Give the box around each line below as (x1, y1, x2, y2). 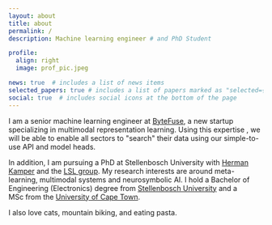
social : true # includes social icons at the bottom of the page (8, 94, 237, 102)
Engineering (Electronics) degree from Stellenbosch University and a (8, 183, 237, 193)
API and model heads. (22, 142, 96, 151)
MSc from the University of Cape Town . (8, 192, 141, 202)
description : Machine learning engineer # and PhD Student (8, 34, 212, 43)
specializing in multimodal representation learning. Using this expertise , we (8, 125, 261, 134)
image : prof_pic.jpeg (15, 64, 89, 73)
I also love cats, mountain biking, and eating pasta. (8, 207, 177, 217)
